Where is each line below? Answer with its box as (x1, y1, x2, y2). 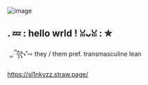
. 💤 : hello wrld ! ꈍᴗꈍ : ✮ (7, 28, 112, 40)
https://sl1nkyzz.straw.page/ (7, 70, 89, 78)
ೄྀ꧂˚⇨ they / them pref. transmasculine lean (7, 49, 142, 58)
